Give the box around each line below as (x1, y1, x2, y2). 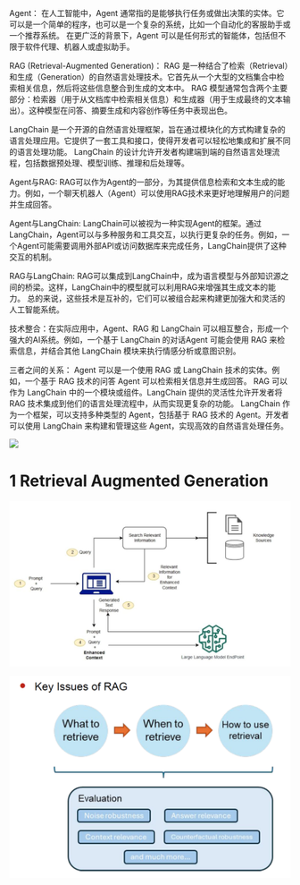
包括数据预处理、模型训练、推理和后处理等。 (24, 157, 189, 168)
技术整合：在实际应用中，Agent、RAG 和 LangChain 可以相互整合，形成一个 (9, 323, 289, 334)
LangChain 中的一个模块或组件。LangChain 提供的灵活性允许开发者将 (26, 387, 283, 397)
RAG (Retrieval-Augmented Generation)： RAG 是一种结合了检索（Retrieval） (9, 61, 288, 71)
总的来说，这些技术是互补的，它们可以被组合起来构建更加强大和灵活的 (26, 294, 286, 303)
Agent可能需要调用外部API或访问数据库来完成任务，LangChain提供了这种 (16, 241, 287, 251)
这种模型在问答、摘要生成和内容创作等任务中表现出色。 (28, 106, 232, 115)
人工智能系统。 (9, 304, 64, 315)
